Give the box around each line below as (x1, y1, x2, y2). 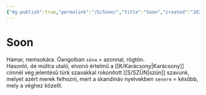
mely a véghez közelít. (6, 82, 63, 89)
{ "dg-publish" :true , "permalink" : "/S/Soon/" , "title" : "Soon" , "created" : (6, 9, 191, 15)
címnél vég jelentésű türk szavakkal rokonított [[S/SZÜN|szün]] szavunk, (6, 69, 190, 76)
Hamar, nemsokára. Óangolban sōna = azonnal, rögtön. (6, 56, 145, 63)
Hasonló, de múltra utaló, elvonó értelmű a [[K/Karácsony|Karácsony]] (6, 62, 185, 69)
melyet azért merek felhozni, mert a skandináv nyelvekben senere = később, (6, 75, 199, 83)
